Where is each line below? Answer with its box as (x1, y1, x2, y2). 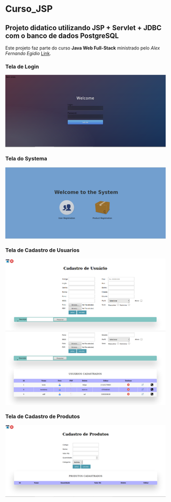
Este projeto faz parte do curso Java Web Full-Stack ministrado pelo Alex (5, 45, 160, 51)
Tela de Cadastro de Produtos (5, 413, 80, 420)
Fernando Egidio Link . (5, 51, 51, 56)
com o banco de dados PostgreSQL (5, 31, 119, 40)
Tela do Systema (5, 155, 47, 162)
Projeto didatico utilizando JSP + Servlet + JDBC (5, 23, 162, 32)
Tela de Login (5, 63, 39, 70)
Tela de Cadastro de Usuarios (5, 247, 80, 254)
